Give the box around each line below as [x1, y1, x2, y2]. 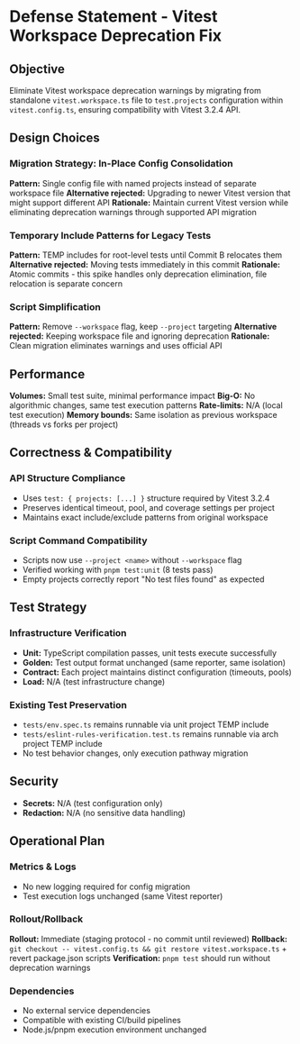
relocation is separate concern [9, 277, 123, 289]
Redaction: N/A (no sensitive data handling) [22, 807, 186, 818]
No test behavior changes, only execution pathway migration [22, 748, 249, 758]
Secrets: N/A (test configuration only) [22, 797, 164, 808]
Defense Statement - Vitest [9, 6, 218, 27]
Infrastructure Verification [9, 627, 128, 640]
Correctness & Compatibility [9, 445, 173, 460]
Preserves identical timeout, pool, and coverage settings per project [22, 502, 275, 513]
